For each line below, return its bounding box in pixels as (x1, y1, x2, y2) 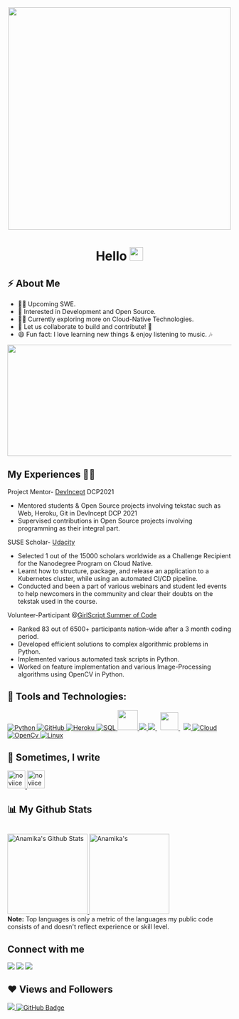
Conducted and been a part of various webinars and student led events (17, 582, 228, 590)
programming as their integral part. (17, 523, 121, 533)
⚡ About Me (7, 277, 60, 289)
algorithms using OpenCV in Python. (17, 669, 124, 679)
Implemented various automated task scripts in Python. (17, 654, 180, 663)
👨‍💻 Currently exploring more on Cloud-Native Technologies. (17, 315, 194, 323)
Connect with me (7, 943, 85, 955)
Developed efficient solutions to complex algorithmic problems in (17, 639, 208, 648)
